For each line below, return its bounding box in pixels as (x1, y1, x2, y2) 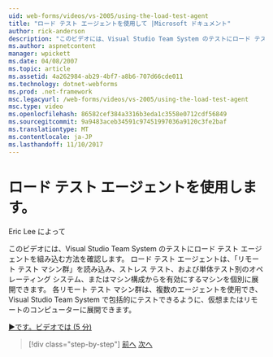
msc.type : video (8, 102, 63, 111)
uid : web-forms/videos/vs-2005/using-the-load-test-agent (8, 11, 209, 20)
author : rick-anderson (8, 27, 85, 35)
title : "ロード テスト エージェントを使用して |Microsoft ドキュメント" (8, 20, 232, 28)
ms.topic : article (8, 65, 71, 73)
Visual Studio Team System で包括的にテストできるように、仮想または (8, 294, 244, 305)
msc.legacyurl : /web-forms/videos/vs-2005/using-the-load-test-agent (8, 95, 249, 103)
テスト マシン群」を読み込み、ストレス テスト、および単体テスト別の (17, 264, 249, 274)
